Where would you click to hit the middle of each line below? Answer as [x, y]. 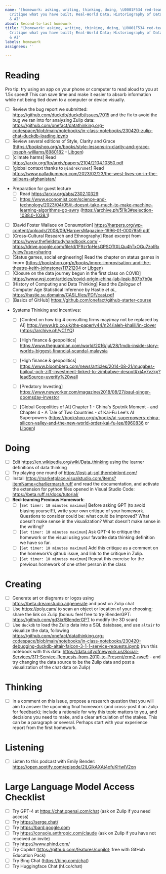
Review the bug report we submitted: [50, 109]
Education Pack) [29, 855]
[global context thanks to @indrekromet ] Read [58, 168]
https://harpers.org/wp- [119, 225]
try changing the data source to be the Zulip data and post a [73, 662]
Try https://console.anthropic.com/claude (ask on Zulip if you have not [84, 833]
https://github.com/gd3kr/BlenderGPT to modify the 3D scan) [75, 620]
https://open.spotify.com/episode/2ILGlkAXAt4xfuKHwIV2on [74, 767]
